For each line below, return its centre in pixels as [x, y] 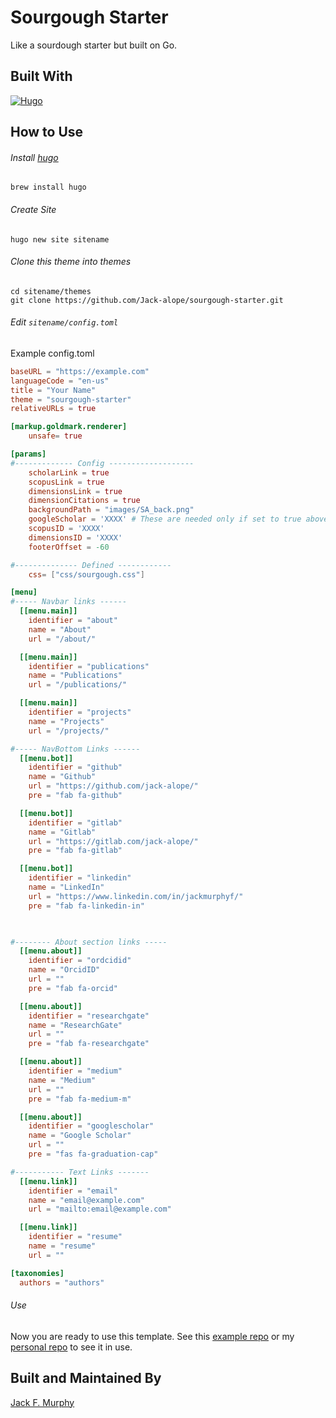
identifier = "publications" [89, 666]
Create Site [33, 209]
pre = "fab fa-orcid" [73, 988]
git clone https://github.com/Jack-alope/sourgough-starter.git [147, 300]
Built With [41, 76]
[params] [28, 454]
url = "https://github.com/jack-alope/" [113, 786]
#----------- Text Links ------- [80, 1172]
